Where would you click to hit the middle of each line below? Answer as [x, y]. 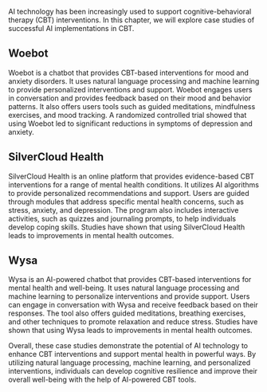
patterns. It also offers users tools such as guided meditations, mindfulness [132, 106]
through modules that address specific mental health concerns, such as [126, 202]
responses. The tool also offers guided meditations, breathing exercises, [127, 313]
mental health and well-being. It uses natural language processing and [124, 288]
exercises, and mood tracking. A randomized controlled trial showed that [128, 115]
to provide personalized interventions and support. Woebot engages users [130, 89]
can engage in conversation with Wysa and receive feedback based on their [133, 305]
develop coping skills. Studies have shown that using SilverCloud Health [127, 227]
